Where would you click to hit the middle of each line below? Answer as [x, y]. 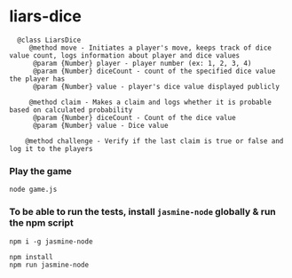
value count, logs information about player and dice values [125, 55]
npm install [31, 257]
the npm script [41, 223]
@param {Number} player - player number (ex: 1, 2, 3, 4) [142, 63]
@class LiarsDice [49, 40]
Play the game [41, 171]
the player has [37, 79]
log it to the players [51, 148]
